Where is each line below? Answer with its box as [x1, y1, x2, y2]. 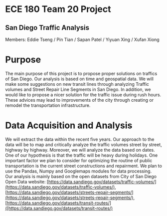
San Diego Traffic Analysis [5, 23, 90, 32]
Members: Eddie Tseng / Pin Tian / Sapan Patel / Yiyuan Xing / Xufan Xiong [5, 36, 160, 42]
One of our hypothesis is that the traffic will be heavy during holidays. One [5, 152, 158, 158]
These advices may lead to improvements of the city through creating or [5, 97, 154, 103]
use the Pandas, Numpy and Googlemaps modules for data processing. [5, 168, 152, 174]
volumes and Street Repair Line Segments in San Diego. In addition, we [5, 86, 151, 92]
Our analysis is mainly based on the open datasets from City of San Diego [5, 173, 157, 179]
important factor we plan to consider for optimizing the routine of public [5, 157, 153, 163]
